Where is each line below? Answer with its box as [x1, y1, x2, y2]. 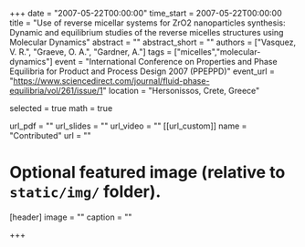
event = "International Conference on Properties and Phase [54, 57, 278, 67]
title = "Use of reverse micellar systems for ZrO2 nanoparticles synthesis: [9, 17, 286, 28]
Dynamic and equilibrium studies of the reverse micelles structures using [9, 27, 284, 37]
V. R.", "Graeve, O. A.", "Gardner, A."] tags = [9, 46, 173, 57]
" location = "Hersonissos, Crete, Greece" [102, 86, 260, 96]
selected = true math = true [9, 103, 113, 113]
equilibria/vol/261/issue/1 [9, 86, 103, 96]
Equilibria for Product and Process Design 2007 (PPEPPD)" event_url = [9, 66, 276, 77]
